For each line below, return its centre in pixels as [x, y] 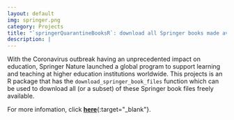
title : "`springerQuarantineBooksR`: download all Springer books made [113, 33]
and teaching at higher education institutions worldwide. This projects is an [115, 74]
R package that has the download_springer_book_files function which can [113, 81]
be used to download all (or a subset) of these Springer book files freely [110, 89]
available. [21, 96]
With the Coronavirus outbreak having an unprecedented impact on [104, 59]
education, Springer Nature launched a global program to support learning [114, 67]
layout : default [31, 14]
